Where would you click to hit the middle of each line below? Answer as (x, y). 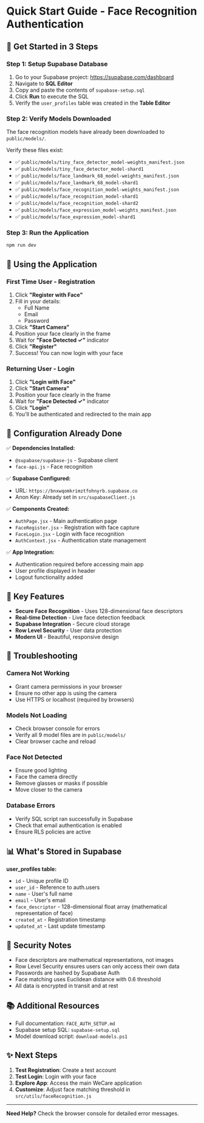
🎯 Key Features (36, 596)
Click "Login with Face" (45, 382)
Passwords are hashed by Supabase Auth (67, 973)
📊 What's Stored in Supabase (64, 852)
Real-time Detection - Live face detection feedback (80, 617)
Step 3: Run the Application (48, 233)
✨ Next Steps (32, 1055)
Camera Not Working (38, 673)
